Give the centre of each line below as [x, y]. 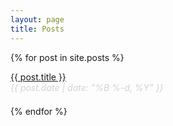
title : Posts [37, 29]
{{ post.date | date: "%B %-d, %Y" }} [87, 87]
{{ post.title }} [38, 77]
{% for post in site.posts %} [67, 57]
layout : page [37, 19]
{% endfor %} [39, 111]
